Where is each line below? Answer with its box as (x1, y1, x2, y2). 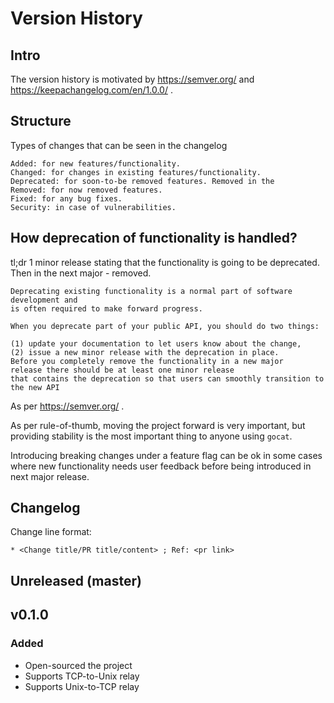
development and (10, 295, 78, 305)
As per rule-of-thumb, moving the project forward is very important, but (10, 419, 306, 431)
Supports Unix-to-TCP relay (24, 680, 140, 692)
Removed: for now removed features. (10, 185, 163, 195)
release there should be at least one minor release (10, 365, 235, 375)
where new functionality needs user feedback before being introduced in (10, 460, 312, 472)
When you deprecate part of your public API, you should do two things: (10, 321, 320, 331)
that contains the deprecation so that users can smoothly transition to (10, 373, 325, 384)
